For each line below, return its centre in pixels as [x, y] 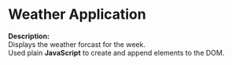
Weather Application [77, 14]
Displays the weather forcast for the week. [77, 44]
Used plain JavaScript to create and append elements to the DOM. [116, 52]
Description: [29, 36]
